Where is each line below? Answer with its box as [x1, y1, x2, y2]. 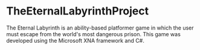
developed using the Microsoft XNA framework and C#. [6, 37, 145, 44]
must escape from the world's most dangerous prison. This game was [6, 30, 181, 37]
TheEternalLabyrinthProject [6, 4, 149, 18]
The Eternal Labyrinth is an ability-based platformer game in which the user [6, 24, 194, 31]
